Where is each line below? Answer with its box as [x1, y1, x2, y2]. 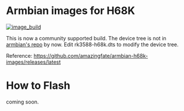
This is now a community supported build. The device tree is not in [6, 34, 166, 41]
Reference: [6, 52, 33, 59]
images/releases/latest [6, 58, 61, 65]
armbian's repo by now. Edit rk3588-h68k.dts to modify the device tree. [6, 41, 179, 48]
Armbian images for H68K [6, 4, 136, 18]
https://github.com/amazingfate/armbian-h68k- [33, 52, 148, 59]
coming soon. [6, 98, 39, 105]
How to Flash [6, 79, 71, 92]
